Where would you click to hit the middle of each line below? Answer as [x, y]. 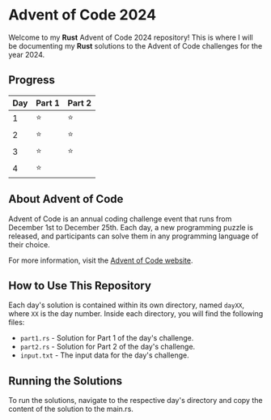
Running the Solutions [66, 381]
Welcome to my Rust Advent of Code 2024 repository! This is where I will [131, 37]
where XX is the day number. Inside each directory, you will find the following [136, 314]
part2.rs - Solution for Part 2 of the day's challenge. [108, 347]
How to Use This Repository [80, 285]
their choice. [29, 244]
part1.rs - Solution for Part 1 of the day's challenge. [107, 338]
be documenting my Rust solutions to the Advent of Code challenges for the [135, 45]
